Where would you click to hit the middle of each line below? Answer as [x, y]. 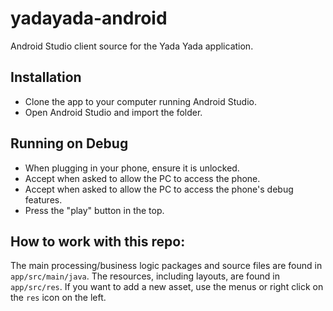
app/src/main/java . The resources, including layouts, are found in [145, 276]
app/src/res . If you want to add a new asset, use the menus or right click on [167, 287]
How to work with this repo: [98, 241]
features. [43, 199]
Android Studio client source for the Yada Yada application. [132, 46]
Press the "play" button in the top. [94, 210]
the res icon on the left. [58, 298]
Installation [46, 77]
